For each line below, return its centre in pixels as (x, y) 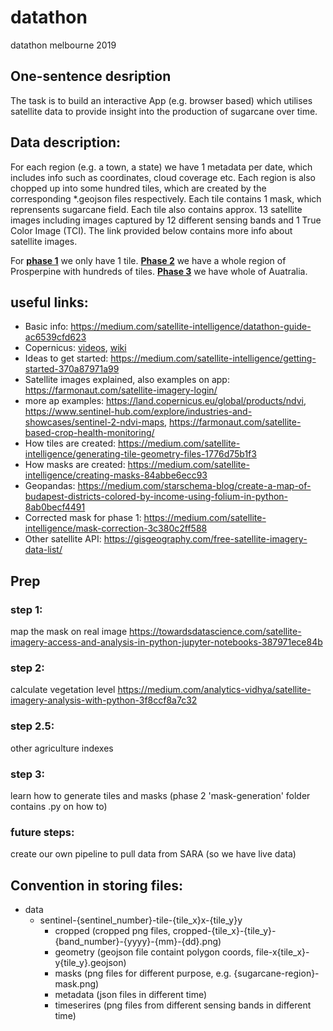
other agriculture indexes (62, 748)
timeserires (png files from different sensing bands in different (183, 1005)
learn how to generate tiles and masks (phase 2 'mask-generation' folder (160, 795)
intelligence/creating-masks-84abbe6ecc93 (116, 475)
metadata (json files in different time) (131, 995)
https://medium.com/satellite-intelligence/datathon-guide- (191, 327)
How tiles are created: (70, 443)
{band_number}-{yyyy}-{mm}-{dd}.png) (138, 942)
